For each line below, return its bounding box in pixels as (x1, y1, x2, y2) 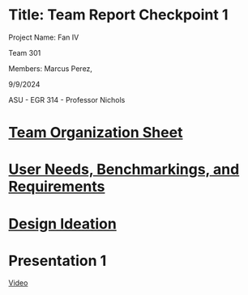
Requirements (8, 178, 105, 196)
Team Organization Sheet (8, 124, 183, 142)
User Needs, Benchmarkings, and (8, 160, 240, 179)
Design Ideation (8, 214, 118, 233)
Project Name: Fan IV (8, 32, 79, 42)
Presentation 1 (8, 251, 107, 270)
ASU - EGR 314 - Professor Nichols (8, 95, 126, 104)
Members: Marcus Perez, (8, 63, 93, 74)
